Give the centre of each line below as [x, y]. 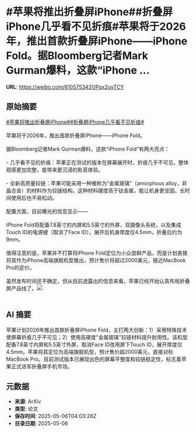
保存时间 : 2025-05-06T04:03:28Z [55, 416]
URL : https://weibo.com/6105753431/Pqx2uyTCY [65, 87]
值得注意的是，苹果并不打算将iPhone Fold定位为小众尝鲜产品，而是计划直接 [97, 253]
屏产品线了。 [21, 288]
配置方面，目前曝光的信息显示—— [47, 211]
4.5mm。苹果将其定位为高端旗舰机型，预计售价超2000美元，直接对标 [90, 351]
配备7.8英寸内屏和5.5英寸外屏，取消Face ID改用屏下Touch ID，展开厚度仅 [94, 344]
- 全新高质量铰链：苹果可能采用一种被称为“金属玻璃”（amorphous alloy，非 [97, 183]
